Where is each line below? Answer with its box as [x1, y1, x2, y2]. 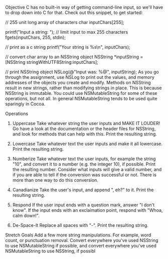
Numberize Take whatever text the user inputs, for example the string [12, 156, 156, 162]
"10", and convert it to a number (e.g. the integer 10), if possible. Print [12, 161, 156, 167]
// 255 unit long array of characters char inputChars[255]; [5, 20, 124, 25]
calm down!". [12, 213, 40, 218]
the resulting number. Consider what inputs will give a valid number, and [12, 167, 162, 172]
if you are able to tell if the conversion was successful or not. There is [12, 172, 157, 178]
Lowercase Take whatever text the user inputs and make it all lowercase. [12, 141, 163, 147]
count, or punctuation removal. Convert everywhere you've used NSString [5, 237, 158, 243]
